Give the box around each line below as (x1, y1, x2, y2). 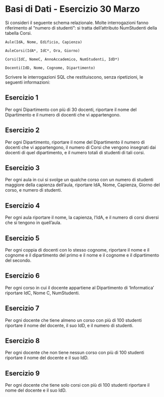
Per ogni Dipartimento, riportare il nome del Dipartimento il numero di (5, 139, 145, 145)
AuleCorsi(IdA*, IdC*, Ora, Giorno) (5, 48, 80, 53)
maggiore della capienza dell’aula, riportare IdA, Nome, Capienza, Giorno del (5, 182, 160, 188)
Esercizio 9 (5, 369, 40, 377)
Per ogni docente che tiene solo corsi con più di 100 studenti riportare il (5, 382, 150, 388)
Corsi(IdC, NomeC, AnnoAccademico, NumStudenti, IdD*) (5, 57, 120, 62)
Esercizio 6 (5, 272, 40, 280)
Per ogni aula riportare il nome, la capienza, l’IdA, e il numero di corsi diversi (5, 215, 159, 221)
